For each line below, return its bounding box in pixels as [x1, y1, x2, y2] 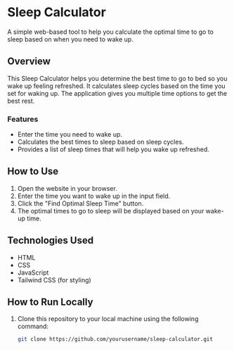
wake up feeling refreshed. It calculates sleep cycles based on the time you [7, 82, 226, 90]
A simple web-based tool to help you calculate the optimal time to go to [7, 27, 214, 36]
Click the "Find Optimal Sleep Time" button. [17, 199, 144, 208]
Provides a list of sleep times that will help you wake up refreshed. [17, 145, 209, 154]
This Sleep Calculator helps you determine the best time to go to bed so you [7, 74, 228, 82]
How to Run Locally [7, 296, 93, 308]
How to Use [7, 165, 59, 177]
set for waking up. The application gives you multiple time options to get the [7, 89, 227, 97]
